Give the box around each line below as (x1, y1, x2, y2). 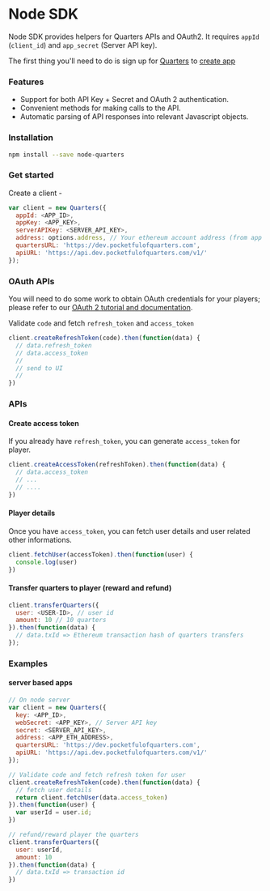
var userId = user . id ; (15, 808, 92, 816)
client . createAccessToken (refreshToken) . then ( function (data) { (8, 461, 226, 469)
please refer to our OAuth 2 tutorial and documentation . (8, 303, 193, 312)
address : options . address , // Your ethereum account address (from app (15, 234, 263, 242)
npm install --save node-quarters (8, 151, 125, 159)
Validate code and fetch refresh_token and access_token (8, 318, 194, 328)
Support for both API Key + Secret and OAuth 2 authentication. (19, 95, 229, 104)
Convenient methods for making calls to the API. (19, 103, 182, 113)
